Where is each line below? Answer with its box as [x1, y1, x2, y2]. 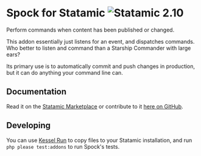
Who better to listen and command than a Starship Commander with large [6, 44, 191, 52]
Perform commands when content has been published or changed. [6, 26, 175, 33]
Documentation [6, 87, 67, 97]
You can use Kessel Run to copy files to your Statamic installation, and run [6, 137, 192, 144]
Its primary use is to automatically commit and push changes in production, [6, 63, 196, 70]
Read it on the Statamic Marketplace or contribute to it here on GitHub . [6, 103, 184, 110]
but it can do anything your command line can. [6, 69, 123, 76]
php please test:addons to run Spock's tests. [6, 143, 120, 150]
